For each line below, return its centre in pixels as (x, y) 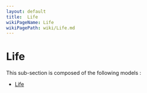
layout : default (26, 11)
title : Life (22, 17)
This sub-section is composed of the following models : (74, 73)
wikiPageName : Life (30, 22)
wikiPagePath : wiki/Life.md (41, 28)
